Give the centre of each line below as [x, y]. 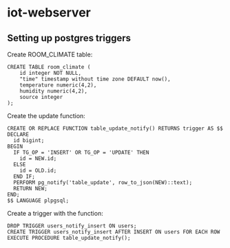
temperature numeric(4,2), [58, 85]
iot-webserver [49, 13]
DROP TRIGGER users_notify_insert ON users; [72, 226]
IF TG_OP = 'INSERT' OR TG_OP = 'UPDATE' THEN [81, 153]
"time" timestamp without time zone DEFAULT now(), [95, 79]
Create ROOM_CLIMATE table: [50, 54]
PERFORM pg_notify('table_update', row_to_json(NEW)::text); [103, 183]
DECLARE [18, 135]
